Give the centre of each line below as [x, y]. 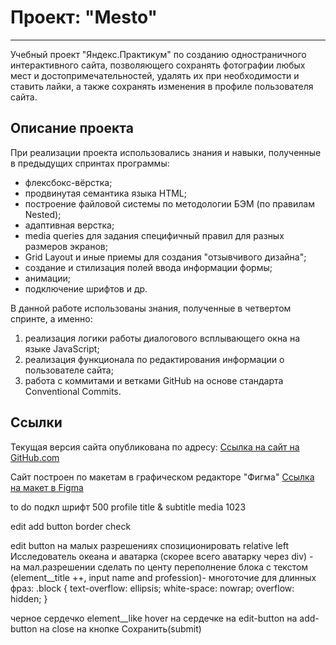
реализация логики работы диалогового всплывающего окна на [162, 338]
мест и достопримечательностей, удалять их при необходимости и [155, 75]
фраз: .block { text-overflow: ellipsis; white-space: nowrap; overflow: [152, 588]
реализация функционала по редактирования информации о [154, 359]
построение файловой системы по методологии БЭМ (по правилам [169, 203]
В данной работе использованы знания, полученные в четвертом [151, 308]
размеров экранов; [66, 246]
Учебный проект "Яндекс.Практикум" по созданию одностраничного [158, 54]
